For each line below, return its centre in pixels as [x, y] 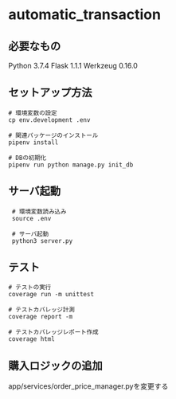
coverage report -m [41, 317]
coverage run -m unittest [51, 295]
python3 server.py [42, 241]
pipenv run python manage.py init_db [71, 165]
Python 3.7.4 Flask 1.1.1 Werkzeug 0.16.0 [73, 66]
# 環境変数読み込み [39, 211]
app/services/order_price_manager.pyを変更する [88, 386]
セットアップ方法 [50, 93]
